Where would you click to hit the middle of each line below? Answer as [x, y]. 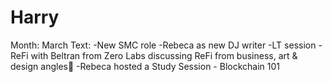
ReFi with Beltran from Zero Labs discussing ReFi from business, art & [154, 55]
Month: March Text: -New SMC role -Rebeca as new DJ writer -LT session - [166, 45]
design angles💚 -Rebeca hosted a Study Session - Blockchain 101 [145, 66]
